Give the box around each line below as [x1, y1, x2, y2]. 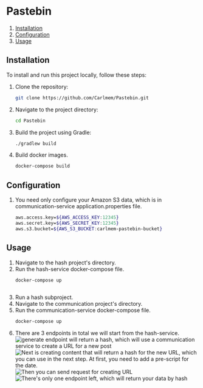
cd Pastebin [15, 118, 46, 124]
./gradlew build [15, 140, 57, 147]
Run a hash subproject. [15, 294, 74, 301]
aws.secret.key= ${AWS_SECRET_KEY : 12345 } [15, 220, 119, 226]
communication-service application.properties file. [15, 203, 142, 210]
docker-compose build [15, 163, 70, 169]
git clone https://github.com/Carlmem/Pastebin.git [15, 94, 149, 101]
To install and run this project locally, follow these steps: [6, 71, 147, 79]
